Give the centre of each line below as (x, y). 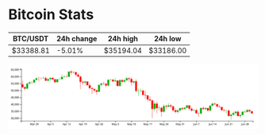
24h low (167, 39)
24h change (77, 39)
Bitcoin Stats (51, 15)
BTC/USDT (31, 39)
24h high (123, 39)
